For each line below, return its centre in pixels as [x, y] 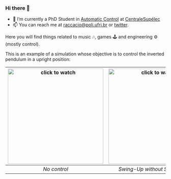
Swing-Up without [140, 169]
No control [56, 169]
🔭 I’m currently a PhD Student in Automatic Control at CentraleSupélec [86, 19]
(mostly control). [23, 44]
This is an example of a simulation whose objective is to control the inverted [85, 54]
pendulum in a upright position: [38, 59]
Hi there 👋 [18, 8]
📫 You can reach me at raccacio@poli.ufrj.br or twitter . [70, 25]
